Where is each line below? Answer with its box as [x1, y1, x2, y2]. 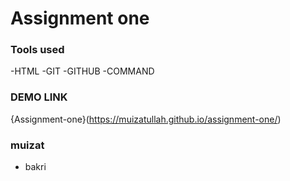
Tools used [10, 43, 65, 57]
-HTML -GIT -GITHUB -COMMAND [10, 65, 155, 77]
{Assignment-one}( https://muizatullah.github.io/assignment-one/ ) [10, 113, 282, 125]
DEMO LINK [10, 90, 68, 104]
